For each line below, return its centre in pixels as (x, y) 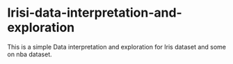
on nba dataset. (30, 54)
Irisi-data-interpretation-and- (95, 13)
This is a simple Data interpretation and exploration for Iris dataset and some (117, 47)
